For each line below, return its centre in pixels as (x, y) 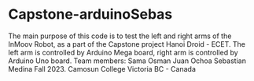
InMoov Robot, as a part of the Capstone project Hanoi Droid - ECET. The (127, 44)
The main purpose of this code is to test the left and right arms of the (120, 36)
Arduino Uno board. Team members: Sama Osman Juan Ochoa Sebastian (127, 61)
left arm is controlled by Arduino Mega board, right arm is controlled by (123, 52)
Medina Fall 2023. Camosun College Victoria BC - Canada (102, 69)
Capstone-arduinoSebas (90, 14)
